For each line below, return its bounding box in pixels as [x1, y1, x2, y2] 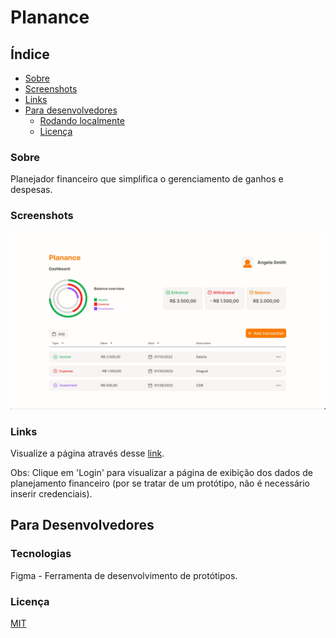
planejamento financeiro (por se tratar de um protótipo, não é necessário [10, 477, 310, 489]
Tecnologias [10, 547, 72, 561]
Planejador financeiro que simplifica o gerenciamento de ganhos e [10, 173, 284, 185]
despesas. [10, 184, 53, 196]
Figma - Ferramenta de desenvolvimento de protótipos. [10, 569, 238, 581]
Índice [10, 46, 50, 63]
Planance [10, 6, 90, 29]
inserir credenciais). [10, 487, 93, 500]
